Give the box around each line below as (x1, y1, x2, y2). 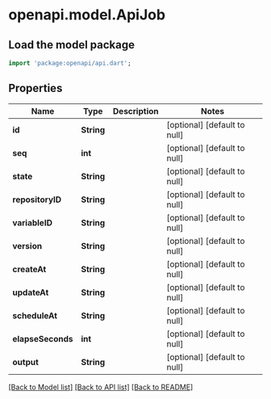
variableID (12, 216, 52, 228)
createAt (12, 263, 47, 275)
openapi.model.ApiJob (8, 6, 166, 24)
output (12, 356, 39, 367)
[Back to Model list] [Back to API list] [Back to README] (8, 382, 194, 392)
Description (112, 105, 159, 116)
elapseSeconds (12, 333, 73, 344)
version (12, 240, 43, 251)
